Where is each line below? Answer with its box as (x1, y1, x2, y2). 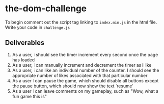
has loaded (12, 57, 35, 63)
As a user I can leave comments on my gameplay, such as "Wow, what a (12, 88, 159, 94)
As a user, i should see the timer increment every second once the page (12, 52, 158, 57)
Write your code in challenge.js (5, 24, 70, 30)
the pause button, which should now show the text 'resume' (12, 83, 134, 89)
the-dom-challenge (5, 3, 87, 14)
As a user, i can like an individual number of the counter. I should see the (12, 67, 160, 73)
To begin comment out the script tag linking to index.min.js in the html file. (5, 19, 157, 25)
